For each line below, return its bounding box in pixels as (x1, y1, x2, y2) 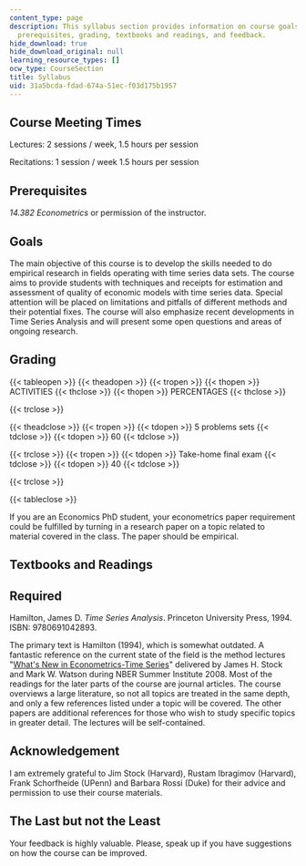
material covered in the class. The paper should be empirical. (9, 531, 240, 541)
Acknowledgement (9, 744, 120, 759)
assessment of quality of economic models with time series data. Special (9, 287, 283, 298)
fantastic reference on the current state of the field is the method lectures (9, 649, 286, 661)
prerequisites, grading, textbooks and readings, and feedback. (17, 30, 267, 39)
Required (9, 588, 62, 603)
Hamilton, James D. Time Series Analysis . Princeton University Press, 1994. (9, 613, 292, 624)
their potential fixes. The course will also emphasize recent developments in (9, 306, 294, 317)
